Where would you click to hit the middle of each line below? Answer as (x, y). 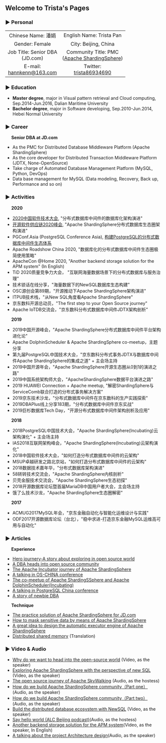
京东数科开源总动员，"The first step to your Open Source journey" (80, 303)
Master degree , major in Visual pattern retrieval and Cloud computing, (84, 98)
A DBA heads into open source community (56, 564)
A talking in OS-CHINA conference (48, 574)
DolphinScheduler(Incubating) (43, 585)
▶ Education (21, 87)
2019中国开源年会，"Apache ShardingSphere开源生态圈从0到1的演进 (82, 367)
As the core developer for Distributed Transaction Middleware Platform (84, 158)
